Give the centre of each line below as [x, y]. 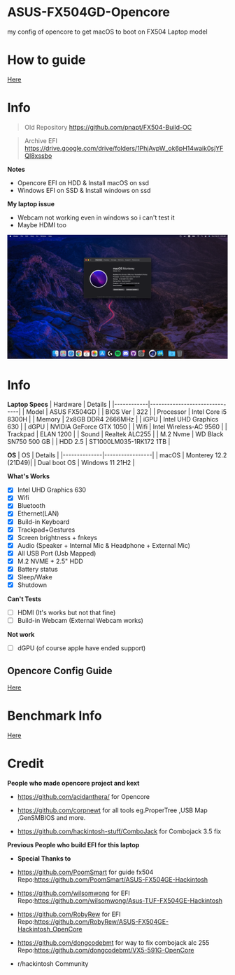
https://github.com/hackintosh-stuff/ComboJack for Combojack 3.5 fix [119, 831]
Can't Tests [24, 599]
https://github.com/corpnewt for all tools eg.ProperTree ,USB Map [112, 810]
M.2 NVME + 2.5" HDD [50, 561]
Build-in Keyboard [43, 522]
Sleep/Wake [35, 577]
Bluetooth [31, 506]
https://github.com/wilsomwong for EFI [74, 893]
